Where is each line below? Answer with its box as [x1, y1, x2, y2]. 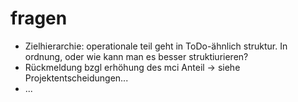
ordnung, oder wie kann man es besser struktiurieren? [24, 50, 249, 62]
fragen [10, 7, 68, 30]
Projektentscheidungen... [24, 72, 129, 84]
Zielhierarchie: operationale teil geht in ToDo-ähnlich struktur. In [24, 40, 288, 52]
